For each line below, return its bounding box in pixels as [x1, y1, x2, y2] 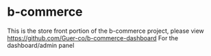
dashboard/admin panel [7, 41, 75, 49]
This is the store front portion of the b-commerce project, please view [7, 27, 204, 35]
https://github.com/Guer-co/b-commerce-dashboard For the [7, 33, 179, 42]
